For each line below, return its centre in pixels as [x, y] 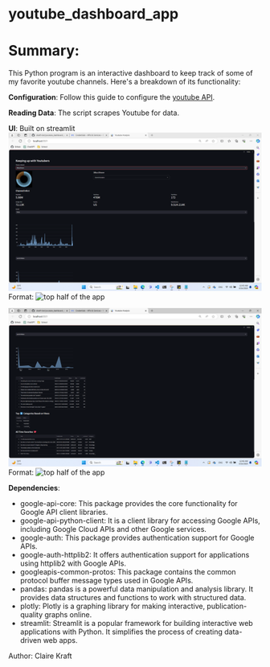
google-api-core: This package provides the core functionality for [129, 504]
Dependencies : [34, 488]
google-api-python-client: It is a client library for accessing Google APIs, [140, 521]
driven [31, 640]
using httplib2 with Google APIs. [73, 563]
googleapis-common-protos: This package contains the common [128, 572]
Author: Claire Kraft [40, 656]
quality [31, 615]
